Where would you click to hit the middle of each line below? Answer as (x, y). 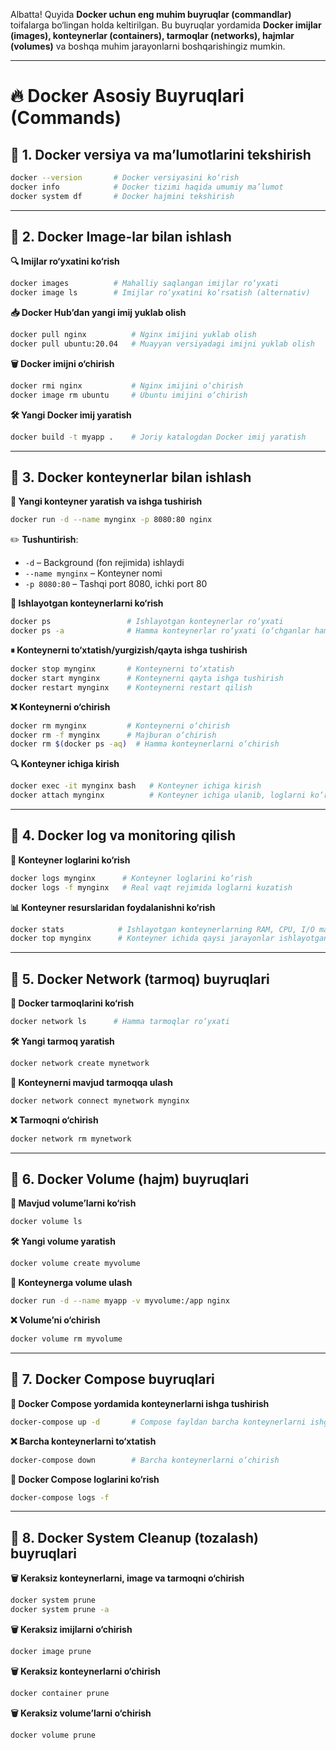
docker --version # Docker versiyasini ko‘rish (125, 178)
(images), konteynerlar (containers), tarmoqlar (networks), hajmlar (152, 35)
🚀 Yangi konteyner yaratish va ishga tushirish (106, 501)
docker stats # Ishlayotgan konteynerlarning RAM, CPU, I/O (162, 929)
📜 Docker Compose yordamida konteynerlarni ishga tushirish (140, 1403)
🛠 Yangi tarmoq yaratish (62, 1041)
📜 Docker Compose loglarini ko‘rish (85, 1479)
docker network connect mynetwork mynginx (100, 1100)
